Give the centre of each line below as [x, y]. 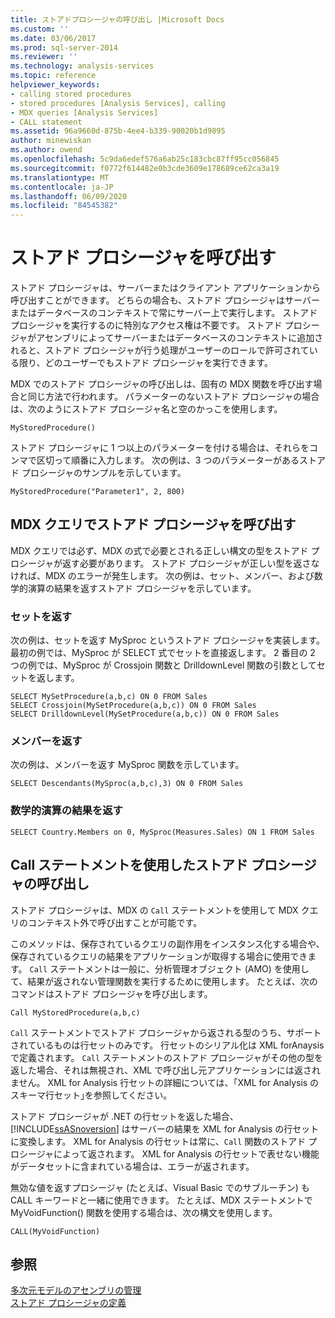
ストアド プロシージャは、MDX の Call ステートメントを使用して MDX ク [160, 910]
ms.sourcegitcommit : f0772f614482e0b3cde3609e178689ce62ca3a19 [145, 168]
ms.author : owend [46, 150]
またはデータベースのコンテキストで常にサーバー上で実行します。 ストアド [164, 313]
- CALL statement [46, 122]
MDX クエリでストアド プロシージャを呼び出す [153, 524]
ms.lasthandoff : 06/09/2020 [69, 196]
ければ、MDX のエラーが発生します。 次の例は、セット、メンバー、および [162, 575]
